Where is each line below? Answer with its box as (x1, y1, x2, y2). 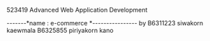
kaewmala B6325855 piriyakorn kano (6, 27, 114, 34)
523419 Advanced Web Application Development (6, 6, 148, 14)
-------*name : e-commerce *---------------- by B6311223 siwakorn (6, 19, 204, 27)
